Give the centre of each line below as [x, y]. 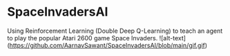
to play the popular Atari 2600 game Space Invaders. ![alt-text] [97, 38]
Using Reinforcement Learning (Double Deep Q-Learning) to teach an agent [115, 31]
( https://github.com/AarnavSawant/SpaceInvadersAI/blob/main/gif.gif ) [107, 45]
